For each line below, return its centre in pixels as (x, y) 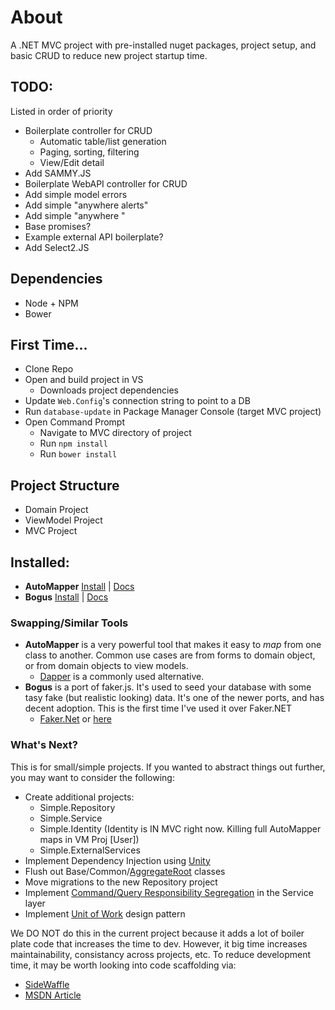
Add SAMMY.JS (58, 173)
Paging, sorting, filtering (89, 152)
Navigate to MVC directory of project (115, 433)
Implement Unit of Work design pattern (105, 913)
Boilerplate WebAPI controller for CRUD (106, 183)
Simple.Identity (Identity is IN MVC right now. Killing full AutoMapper (180, 828)
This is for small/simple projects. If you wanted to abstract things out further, (168, 767)
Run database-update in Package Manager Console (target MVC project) (173, 412)
